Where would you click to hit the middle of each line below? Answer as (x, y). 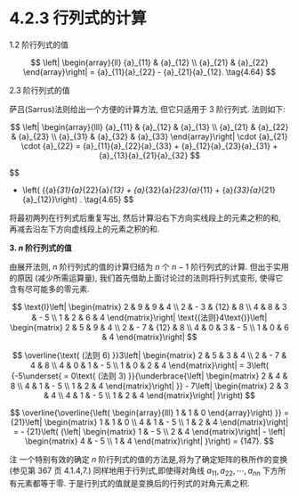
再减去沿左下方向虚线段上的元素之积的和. (85, 229)
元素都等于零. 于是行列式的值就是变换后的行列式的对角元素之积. (133, 483)
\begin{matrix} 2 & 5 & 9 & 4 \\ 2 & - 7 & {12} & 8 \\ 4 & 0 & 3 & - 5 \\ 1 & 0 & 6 (149, 327)
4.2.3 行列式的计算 (78, 18)
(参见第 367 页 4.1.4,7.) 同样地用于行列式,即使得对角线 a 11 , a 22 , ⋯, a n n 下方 (144, 471)
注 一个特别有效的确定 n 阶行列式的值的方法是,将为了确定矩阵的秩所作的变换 (149, 459)
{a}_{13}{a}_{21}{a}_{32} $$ (149, 155)
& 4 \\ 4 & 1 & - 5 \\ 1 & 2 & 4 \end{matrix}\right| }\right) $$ (149, 395)
